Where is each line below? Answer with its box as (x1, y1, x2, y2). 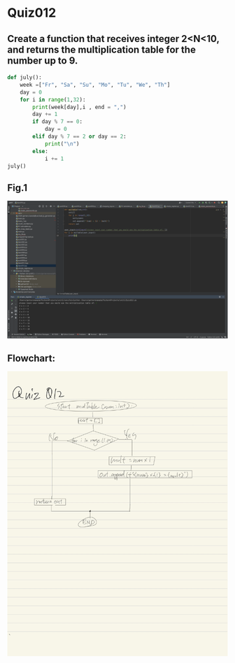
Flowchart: (7, 352, 56, 364)
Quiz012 (7, 5, 57, 21)
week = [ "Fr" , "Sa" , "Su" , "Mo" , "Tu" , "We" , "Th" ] (20, 81, 171, 88)
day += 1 (32, 110, 58, 118)
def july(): (7, 74, 42, 81)
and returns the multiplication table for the (7, 43, 196, 55)
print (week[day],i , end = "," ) (32, 104, 127, 110)
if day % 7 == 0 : (32, 118, 83, 125)
